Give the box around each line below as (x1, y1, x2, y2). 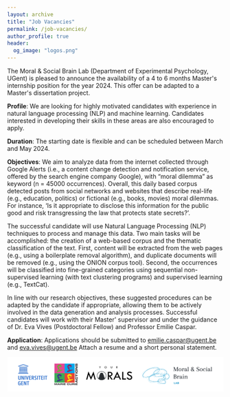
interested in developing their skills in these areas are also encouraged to (7, 117, 214, 125)
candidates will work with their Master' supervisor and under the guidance (7, 315, 218, 324)
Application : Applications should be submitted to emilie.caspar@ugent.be (7, 336, 217, 344)
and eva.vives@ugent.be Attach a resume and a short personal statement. (7, 344, 218, 351)
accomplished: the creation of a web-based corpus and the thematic (7, 237, 202, 245)
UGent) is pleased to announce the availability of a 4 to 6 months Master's (7, 74, 218, 82)
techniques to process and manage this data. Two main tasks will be (7, 230, 200, 237)
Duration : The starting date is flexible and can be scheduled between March (7, 137, 223, 145)
